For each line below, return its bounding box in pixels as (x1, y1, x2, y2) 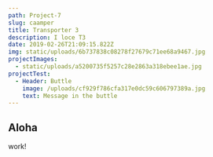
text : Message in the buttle (22, 92, 118, 100)
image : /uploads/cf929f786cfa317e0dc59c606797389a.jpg (22, 84, 206, 93)
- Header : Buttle (15, 77, 72, 85)
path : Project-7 (8, 11, 61, 20)
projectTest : (8, 70, 51, 78)
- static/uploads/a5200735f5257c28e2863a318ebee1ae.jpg (15, 63, 202, 71)
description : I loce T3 (8, 33, 86, 42)
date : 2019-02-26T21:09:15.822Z (8, 41, 114, 49)
